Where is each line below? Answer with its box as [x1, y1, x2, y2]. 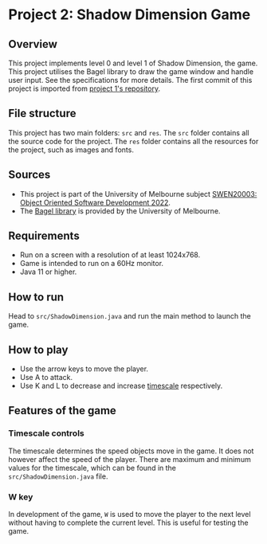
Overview [8, 37, 58, 51]
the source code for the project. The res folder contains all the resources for [8, 136, 259, 146]
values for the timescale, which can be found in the [8, 463, 177, 472]
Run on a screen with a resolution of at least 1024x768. [19, 250, 201, 260]
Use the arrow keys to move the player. [19, 364, 149, 374]
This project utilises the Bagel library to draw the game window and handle [8, 67, 253, 76]
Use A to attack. [19, 373, 73, 382]
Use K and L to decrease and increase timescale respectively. [19, 381, 223, 391]
